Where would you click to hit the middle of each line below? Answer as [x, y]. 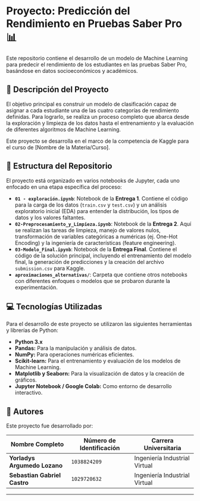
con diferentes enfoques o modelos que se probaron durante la [93, 281]
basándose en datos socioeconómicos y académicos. [72, 70]
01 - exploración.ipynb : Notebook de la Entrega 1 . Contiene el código [101, 198]
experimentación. [36, 287]
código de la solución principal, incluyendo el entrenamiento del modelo [103, 256]
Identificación [100, 448]
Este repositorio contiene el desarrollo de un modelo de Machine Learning [97, 58]
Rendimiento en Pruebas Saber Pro [94, 24]
